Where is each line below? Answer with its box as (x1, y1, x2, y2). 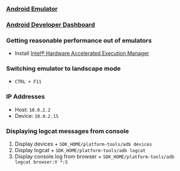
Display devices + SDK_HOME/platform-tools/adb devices (14, 140, 152, 147)
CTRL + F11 (14, 79, 42, 85)
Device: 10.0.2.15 (14, 112, 59, 119)
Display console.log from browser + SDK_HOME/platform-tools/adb (14, 153, 175, 160)
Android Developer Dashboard (6, 20, 96, 28)
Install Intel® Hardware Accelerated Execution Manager (14, 50, 149, 57)
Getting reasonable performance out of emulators (6, 36, 152, 44)
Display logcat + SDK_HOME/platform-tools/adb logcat (14, 147, 146, 154)
